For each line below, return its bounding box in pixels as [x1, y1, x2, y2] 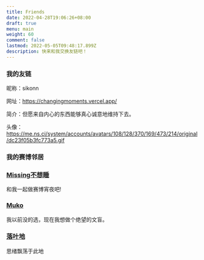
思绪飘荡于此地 [6, 247, 44, 255]
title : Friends [6, 9, 45, 15]
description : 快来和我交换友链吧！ [6, 49, 87, 55]
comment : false [6, 37, 45, 43]
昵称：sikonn [6, 84, 40, 92]
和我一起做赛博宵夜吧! [6, 186, 62, 193]
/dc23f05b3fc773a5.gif [6, 137, 65, 144]
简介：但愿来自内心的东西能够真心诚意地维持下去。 [6, 111, 135, 118]
